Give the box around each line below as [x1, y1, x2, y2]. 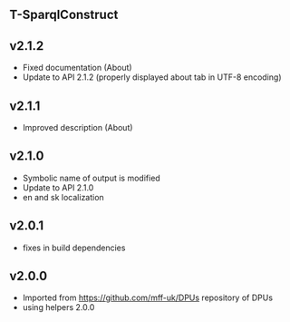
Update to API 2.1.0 [22, 181, 94, 193]
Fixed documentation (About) [22, 63, 133, 73]
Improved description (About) [22, 122, 133, 133]
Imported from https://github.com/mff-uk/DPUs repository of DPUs [22, 292, 274, 303]
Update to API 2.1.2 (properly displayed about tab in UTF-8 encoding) [22, 72, 282, 83]
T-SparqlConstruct [9, 7, 119, 23]
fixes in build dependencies [22, 242, 126, 253]
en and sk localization [22, 191, 104, 202]
